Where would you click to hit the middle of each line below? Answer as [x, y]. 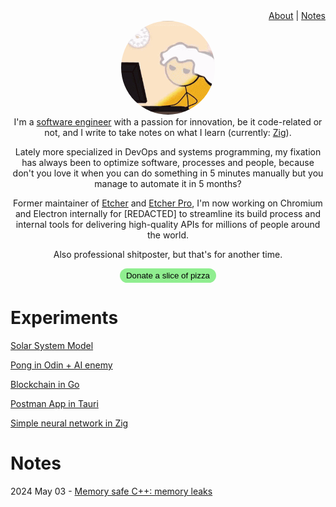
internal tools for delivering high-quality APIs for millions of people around [168, 224]
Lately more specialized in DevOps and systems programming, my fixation [168, 152]
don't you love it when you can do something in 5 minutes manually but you [168, 173]
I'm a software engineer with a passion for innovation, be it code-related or [168, 122]
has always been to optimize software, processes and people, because [168, 162]
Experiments [64, 318]
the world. [168, 235]
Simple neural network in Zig [69, 423]
